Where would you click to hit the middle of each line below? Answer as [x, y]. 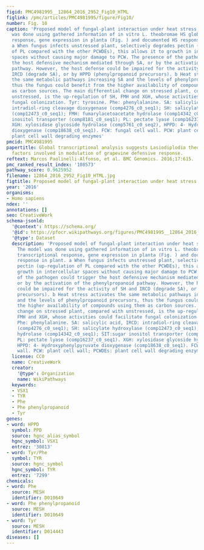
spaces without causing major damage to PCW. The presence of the [97, 57]
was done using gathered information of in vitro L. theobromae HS [99, 35]
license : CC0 [28, 357]
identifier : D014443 [38, 532]
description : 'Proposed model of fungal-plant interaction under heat [103, 244]
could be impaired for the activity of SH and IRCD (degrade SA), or [107, 289]
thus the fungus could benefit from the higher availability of [95, 86]
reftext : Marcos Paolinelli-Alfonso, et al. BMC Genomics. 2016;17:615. [100, 159]
